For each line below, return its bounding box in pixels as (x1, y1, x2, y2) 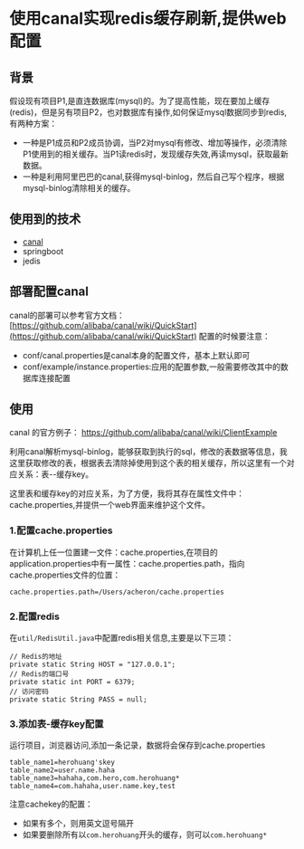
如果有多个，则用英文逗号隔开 (22, 818, 134, 829)
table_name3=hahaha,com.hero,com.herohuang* (9, 774, 180, 783)
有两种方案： (9, 119, 57, 129)
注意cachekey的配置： (9, 798, 93, 810)
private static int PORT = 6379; (9, 678, 136, 687)
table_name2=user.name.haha (9, 766, 116, 775)
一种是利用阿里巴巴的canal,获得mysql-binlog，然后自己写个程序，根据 (22, 171, 285, 182)
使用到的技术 (9, 212, 81, 227)
